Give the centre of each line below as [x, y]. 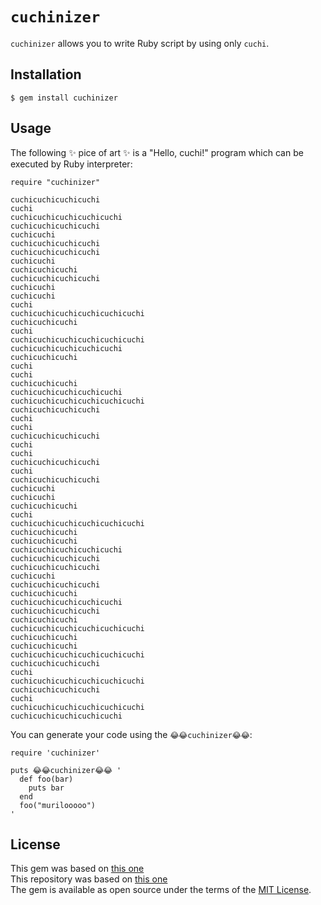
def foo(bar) [46, 779]
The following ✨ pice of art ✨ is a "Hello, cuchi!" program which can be [157, 152]
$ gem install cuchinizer [64, 98]
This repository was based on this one [89, 879]
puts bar [46, 788]
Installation [46, 74]
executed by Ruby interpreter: [71, 164]
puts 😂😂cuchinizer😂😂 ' [66, 770]
